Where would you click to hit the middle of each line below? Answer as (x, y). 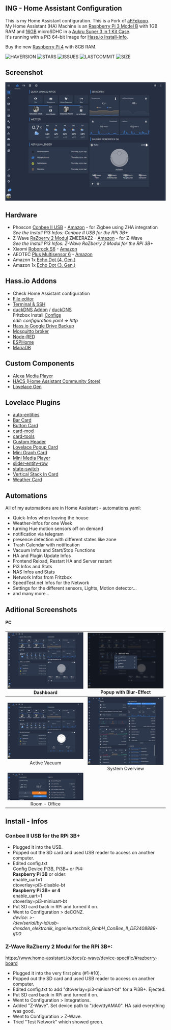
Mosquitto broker (31, 331)
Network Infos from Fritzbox (42, 577)
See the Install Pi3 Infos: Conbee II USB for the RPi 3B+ (70, 233)
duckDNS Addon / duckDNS (42, 310)
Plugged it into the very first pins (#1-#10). (57, 973)
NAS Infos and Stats (34, 572)
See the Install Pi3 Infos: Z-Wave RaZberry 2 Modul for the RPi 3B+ (83, 243)
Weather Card (27, 480)
